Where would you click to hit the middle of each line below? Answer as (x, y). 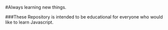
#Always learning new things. (36, 7)
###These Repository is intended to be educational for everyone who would (84, 17)
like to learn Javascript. (29, 22)
